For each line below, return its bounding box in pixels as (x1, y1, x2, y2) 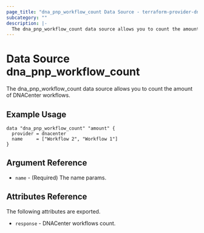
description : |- (6, 20, 47, 26)
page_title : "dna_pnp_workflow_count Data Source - (6, 9, 140, 15)
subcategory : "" (6, 15, 47, 21)
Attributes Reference (6, 192, 87, 202)
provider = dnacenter (12, 131, 67, 137)
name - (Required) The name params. (15, 174, 107, 181)
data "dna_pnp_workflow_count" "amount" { (6, 125, 115, 131)
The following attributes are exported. (6, 207, 101, 215)
